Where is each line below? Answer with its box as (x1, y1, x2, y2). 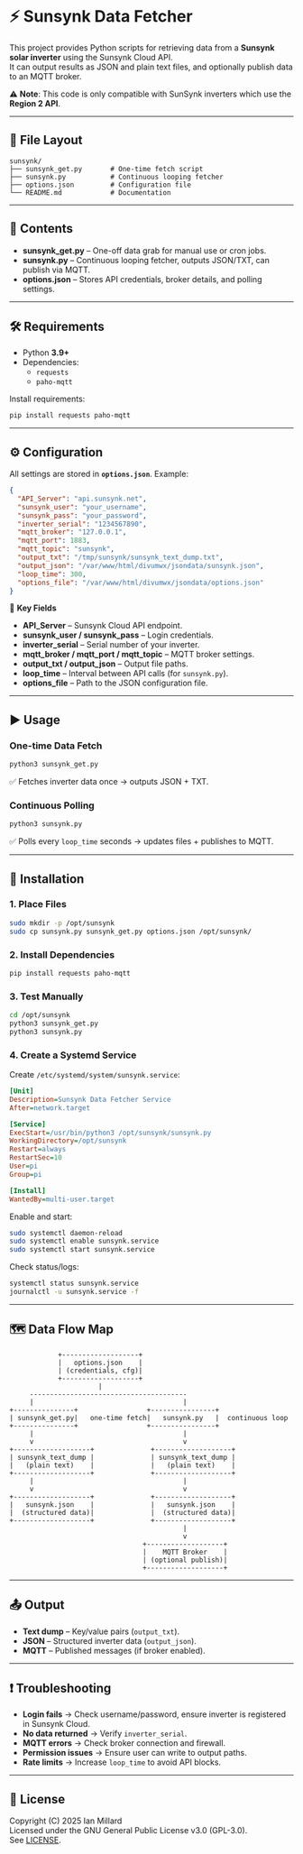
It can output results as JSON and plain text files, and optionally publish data (9, 61, 293, 72)
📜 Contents (9, 221, 74, 236)
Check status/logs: (9, 1262, 79, 1272)
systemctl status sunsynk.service (9, 1279, 140, 1289)
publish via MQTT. (22, 264, 91, 275)
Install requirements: (9, 393, 86, 405)
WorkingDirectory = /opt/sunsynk (9, 1136, 127, 1145)
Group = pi (9, 1170, 42, 1179)
